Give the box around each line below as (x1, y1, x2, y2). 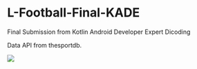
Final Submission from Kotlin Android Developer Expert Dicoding (7, 28, 191, 36)
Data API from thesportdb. (7, 41, 82, 49)
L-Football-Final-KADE (7, 5, 140, 21)
